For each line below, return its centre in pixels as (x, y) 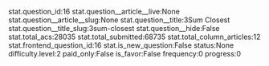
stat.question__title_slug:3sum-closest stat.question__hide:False (114, 28)
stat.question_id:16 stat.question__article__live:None (94, 12)
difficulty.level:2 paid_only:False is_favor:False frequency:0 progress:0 (124, 54)
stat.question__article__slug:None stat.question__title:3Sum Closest (119, 20)
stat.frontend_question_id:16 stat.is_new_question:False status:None (121, 45)
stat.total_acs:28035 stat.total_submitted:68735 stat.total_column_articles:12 (134, 37)
